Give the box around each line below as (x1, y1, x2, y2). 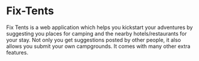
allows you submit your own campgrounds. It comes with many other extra (6, 43, 191, 50)
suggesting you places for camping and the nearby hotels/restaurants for (6, 30, 187, 37)
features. (6, 49, 29, 56)
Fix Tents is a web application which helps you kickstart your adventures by (6, 24, 193, 31)
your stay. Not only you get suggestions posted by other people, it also (6, 36, 181, 43)
